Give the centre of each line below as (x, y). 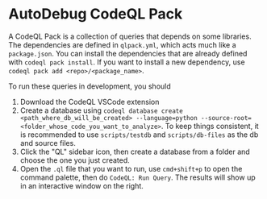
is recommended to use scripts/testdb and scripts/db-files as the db (139, 135)
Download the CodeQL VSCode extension (90, 102)
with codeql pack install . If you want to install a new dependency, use (127, 62)
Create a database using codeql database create (101, 110)
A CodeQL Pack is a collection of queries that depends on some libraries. (130, 36)
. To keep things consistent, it (210, 126)
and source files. (48, 143)
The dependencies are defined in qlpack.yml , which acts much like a (122, 44)
